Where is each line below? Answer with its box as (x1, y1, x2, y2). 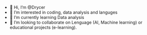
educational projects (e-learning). (9, 25, 77, 30)
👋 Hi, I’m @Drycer (9, 5, 46, 10)
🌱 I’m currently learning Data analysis (9, 15, 84, 20)
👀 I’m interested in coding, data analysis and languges (9, 9, 118, 15)
